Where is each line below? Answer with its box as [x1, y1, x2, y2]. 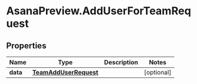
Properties [6, 41, 47, 51]
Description [104, 58, 139, 66]
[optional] [144, 69, 172, 76]
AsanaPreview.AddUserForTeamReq [6, 4, 192, 18]
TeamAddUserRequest [32, 69, 99, 76]
